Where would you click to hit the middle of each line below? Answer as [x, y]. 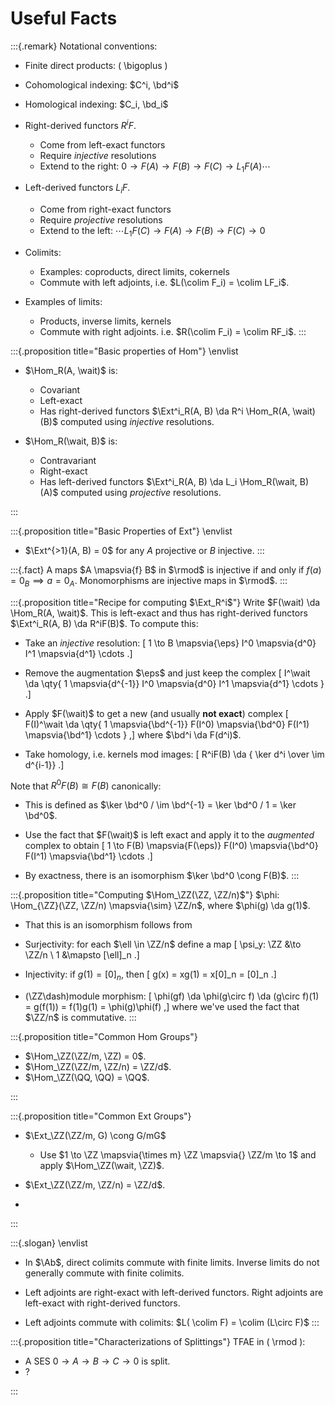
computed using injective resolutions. [137, 421]
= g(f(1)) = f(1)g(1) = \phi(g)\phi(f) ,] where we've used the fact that [162, 1007]
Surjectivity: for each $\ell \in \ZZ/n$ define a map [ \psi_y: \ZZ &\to [163, 944]
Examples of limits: [63, 301]
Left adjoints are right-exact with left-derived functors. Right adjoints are [174, 1293]
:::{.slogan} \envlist [49, 1243]
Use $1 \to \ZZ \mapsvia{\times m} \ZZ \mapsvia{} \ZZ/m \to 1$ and [178, 1155]
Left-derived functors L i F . [77, 189]
